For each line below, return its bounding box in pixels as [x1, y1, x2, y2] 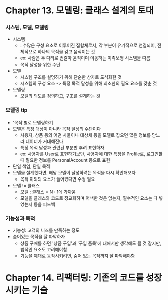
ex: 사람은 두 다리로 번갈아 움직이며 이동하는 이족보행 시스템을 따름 [20, 55, 151, 61]
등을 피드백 [33, 201, 55, 207]
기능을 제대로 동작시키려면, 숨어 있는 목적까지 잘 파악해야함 [20, 253, 135, 259]
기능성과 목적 [5, 215, 35, 222]
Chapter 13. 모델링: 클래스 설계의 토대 [5, 5, 154, 16]
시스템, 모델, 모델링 [5, 24, 49, 31]
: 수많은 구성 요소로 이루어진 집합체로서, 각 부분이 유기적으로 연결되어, [20, 42, 156, 48]
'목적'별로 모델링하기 [12, 119, 54, 125]
